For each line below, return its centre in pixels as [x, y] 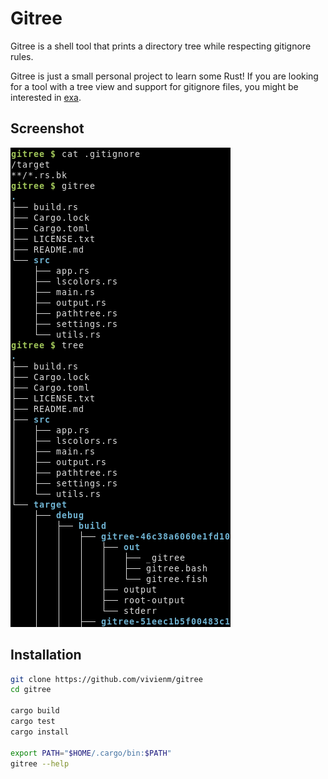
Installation [46, 655]
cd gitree [31, 690]
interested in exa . [46, 97]
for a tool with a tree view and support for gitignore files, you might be [154, 86]
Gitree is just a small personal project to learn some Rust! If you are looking [164, 76]
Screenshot [47, 128]
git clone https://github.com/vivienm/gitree [106, 679]
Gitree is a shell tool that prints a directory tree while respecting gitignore [161, 46]
